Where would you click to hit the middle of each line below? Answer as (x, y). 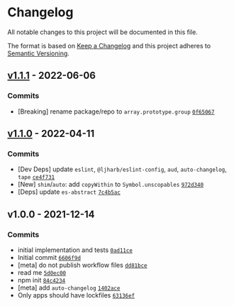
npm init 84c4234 (41, 280)
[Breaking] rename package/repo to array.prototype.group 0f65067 (116, 111)
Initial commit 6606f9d (49, 257)
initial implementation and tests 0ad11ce (75, 250)
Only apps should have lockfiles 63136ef (76, 295)
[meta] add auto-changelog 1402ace (69, 288)
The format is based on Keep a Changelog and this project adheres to (109, 45)
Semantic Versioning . (38, 53)
